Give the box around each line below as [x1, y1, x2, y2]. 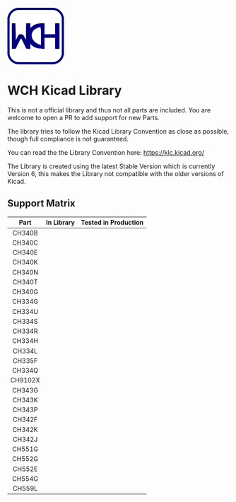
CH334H [12, 337, 39, 345]
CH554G [12, 474, 39, 483]
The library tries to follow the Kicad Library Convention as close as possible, [7, 127, 230, 135]
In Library [45, 218, 76, 227]
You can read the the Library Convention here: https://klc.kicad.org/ [7, 148, 205, 156]
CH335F [13, 356, 38, 365]
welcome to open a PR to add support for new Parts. [7, 113, 160, 122]
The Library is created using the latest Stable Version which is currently [7, 162, 216, 170]
